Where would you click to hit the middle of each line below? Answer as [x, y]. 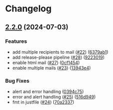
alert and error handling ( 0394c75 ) [48, 92]
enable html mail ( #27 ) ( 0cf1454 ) [46, 62]
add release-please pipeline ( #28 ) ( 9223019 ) [58, 57]
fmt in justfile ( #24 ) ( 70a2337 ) [43, 102]
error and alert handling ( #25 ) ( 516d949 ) [54, 97]
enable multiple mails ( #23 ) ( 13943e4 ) [52, 68]
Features [16, 41]
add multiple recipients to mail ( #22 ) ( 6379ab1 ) [60, 52]
